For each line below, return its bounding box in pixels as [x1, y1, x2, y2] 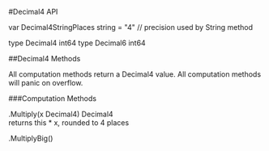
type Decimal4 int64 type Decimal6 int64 [8, 38, 146, 48]
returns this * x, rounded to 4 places [8, 118, 130, 128]
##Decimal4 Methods [8, 54, 81, 63]
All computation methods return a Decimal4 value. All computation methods [8, 69, 262, 79]
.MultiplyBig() [8, 133, 53, 143]
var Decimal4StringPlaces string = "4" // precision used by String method [8, 23, 254, 31]
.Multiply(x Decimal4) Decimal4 [8, 109, 113, 119]
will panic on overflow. [8, 78, 83, 87]
